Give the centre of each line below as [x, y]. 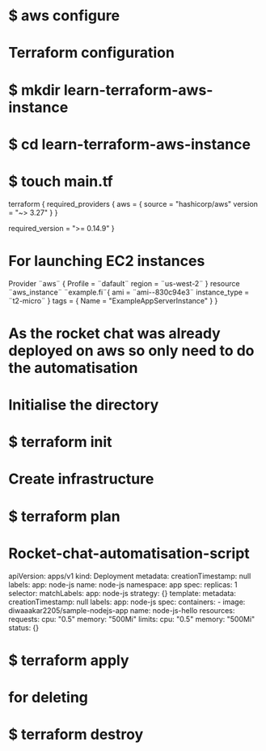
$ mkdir [34, 90]
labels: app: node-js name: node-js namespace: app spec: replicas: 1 [123, 584]
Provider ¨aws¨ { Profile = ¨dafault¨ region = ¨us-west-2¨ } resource [124, 283]
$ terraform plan [64, 516]
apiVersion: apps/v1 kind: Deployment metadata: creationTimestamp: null [130, 576]
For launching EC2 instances [107, 261]
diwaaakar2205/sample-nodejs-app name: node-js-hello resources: [122, 610]
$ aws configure [64, 16]
